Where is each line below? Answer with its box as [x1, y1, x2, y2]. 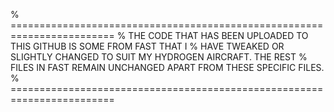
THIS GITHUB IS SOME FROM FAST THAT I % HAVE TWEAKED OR [10, 40, 285, 52]
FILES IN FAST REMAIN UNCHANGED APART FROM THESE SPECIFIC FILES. [10, 62, 325, 73]
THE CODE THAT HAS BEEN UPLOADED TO [128, 30, 309, 41]
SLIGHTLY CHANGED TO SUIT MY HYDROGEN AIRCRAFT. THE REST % [10, 51, 308, 63]
